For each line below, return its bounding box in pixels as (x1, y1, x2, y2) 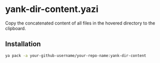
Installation (5, 40, 41, 48)
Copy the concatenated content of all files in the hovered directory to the (5, 20, 155, 26)
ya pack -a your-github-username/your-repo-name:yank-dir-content (5, 53, 146, 58)
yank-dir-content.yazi (5, 3, 98, 15)
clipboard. (5, 25, 26, 31)
